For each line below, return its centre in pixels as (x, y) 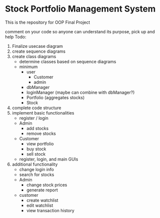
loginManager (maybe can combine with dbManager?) (80, 92)
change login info (36, 169)
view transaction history (51, 210)
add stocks (37, 128)
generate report (42, 190)
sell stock (36, 154)
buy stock (36, 149)
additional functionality (35, 164)
